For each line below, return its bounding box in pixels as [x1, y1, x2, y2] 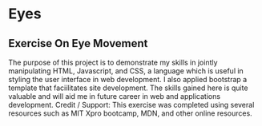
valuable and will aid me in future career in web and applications [8, 92, 221, 100]
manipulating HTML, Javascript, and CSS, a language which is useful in [8, 66, 244, 76]
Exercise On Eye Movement [8, 37, 148, 50]
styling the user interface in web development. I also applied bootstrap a [8, 75, 248, 84]
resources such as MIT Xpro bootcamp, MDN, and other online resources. [8, 108, 252, 118]
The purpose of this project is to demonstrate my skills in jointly [8, 57, 218, 67]
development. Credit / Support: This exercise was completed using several [8, 100, 255, 109]
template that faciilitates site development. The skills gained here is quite [8, 83, 248, 93]
